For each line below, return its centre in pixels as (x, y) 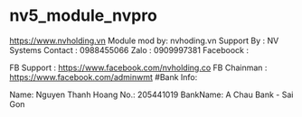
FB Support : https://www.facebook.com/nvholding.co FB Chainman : (138, 67)
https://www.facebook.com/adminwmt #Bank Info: (104, 76)
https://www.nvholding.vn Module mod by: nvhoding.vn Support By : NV (144, 40)
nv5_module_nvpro (84, 16)
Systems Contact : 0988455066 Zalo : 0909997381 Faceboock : (129, 49)
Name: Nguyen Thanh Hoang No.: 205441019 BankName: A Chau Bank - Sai (151, 94)
